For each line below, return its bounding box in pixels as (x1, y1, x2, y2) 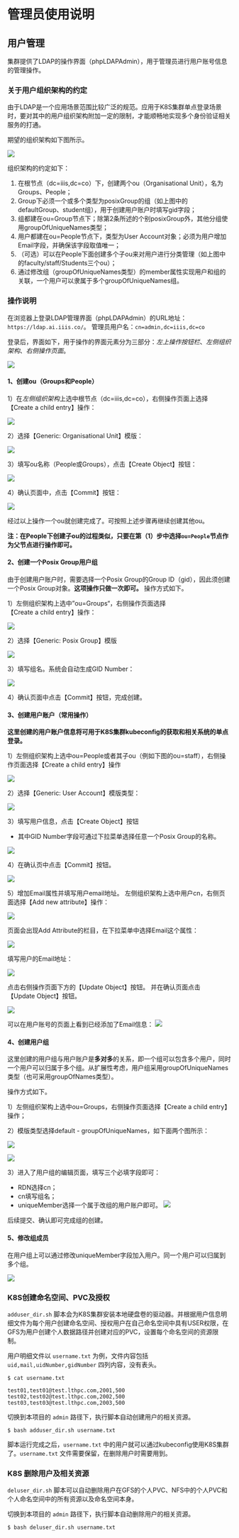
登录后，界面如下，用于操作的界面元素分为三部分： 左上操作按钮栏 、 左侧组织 (7, 338, 231, 346)
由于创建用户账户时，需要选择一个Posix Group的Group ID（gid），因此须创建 (7, 575, 230, 584)
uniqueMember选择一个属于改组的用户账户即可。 (17, 1201, 162, 1210)
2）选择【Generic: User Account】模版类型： (7, 788, 140, 798)
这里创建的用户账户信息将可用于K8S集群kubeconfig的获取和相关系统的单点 (7, 728, 229, 736)
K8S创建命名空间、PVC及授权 (7, 1292, 110, 1302)
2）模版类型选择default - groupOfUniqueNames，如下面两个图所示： (7, 1127, 209, 1135)
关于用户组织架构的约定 (7, 85, 87, 95)
